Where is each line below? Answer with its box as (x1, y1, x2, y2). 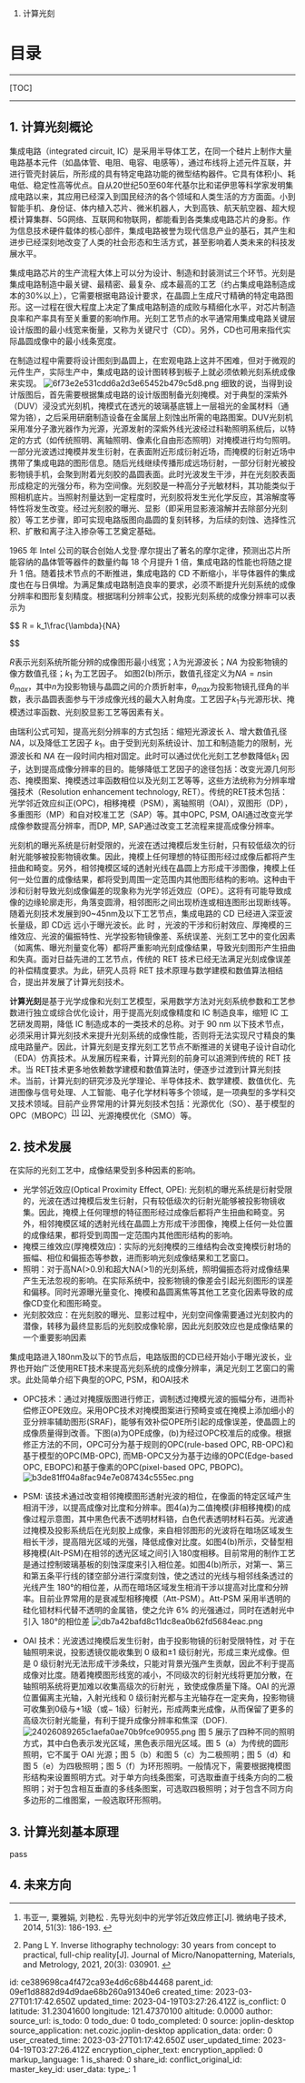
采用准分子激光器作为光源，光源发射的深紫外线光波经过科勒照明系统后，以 (9, 422, 288, 434)
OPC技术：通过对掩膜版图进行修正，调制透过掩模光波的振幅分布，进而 (22, 1394, 287, 1405)
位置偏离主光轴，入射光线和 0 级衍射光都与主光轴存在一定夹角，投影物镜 (22, 1692, 295, 1703)
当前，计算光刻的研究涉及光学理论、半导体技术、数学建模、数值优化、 (25, 1075, 288, 1086)
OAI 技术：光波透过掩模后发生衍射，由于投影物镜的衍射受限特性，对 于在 (22, 1635, 296, 1646)
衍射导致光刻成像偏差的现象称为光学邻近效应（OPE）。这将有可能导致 (25, 885, 284, 896)
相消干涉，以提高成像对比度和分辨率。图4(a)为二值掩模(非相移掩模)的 (22, 1502, 283, 1513)
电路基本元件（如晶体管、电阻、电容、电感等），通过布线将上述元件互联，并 (9, 157, 292, 168)
